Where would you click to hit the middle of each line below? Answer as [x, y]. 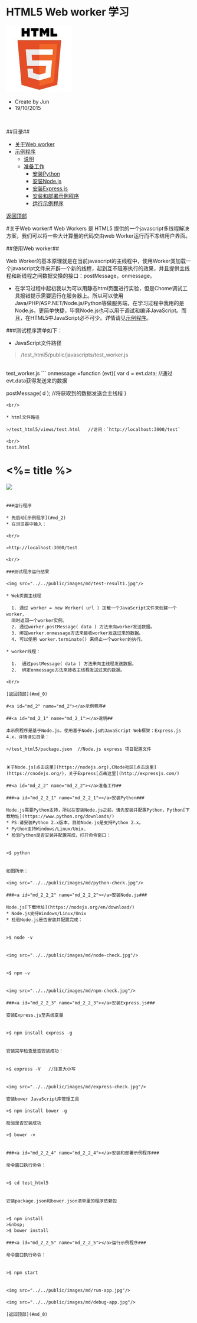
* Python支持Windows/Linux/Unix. [46, 829]
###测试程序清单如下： [35, 330]
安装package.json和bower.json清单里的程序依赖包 [62, 1201]
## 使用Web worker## [33, 248]
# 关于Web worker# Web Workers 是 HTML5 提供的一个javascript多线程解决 [98, 228]
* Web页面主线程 [24, 596]
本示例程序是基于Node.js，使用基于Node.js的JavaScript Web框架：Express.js [94, 731]
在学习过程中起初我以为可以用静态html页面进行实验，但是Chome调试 [98, 288]
